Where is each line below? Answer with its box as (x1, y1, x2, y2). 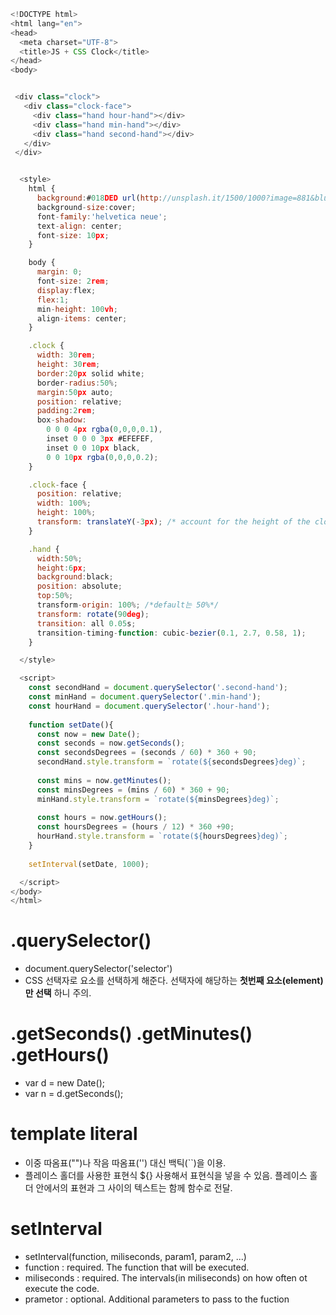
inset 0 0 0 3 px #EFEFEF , (46, 434, 155, 444)
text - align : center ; (36, 221, 123, 231)
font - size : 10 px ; (36, 230, 110, 240)
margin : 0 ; (36, 267, 83, 277)
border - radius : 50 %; (36, 378, 118, 388)
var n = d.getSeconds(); (24, 1088, 124, 1100)
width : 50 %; (36, 553, 83, 564)
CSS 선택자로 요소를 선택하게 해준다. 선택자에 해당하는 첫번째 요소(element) (24, 975, 324, 987)
